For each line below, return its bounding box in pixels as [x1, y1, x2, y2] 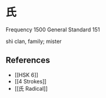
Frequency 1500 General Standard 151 [5, 25, 101, 33]
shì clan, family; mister [5, 38, 62, 45]
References [5, 55, 50, 65]
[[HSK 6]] [14, 71, 39, 79]
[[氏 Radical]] [14, 85, 48, 92]
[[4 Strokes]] [14, 77, 47, 85]
